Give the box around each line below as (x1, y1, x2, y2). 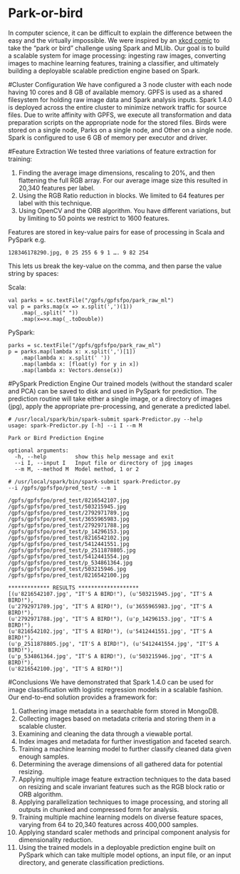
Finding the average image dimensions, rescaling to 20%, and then (18, 168, 216, 177)
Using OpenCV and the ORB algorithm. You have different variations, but (18, 206, 231, 215)
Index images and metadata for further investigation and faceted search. (18, 736, 231, 746)
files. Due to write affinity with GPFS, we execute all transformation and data (8, 110, 232, 119)
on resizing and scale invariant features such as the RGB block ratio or (18, 782, 225, 791)
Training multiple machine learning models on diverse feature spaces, (18, 813, 224, 821)
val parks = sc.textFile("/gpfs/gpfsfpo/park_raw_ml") (8, 297, 174, 304)
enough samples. (18, 752, 70, 761)
